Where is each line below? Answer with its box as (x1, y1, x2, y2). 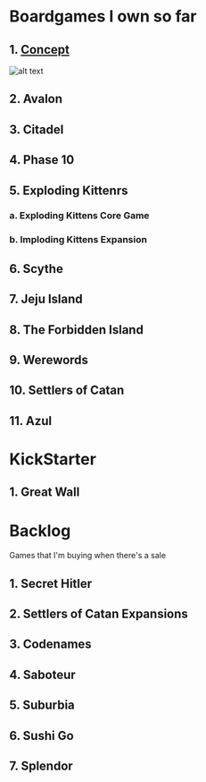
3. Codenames (9, 637, 92, 652)
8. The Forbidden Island (9, 322, 144, 337)
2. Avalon (9, 91, 63, 106)
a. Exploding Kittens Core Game (9, 209, 150, 222)
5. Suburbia (9, 698, 76, 713)
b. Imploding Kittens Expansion (9, 234, 147, 246)
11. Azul (9, 413, 52, 429)
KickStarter (9, 449, 96, 469)
